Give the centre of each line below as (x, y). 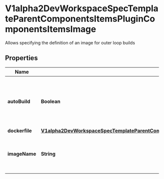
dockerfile (20, 131)
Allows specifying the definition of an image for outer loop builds (70, 42)
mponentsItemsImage (51, 29)
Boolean (51, 101)
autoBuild (19, 101)
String (48, 154)
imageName (22, 154)
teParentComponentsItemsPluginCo (80, 19)
